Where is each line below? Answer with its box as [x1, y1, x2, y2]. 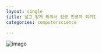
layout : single [6, 8, 43, 15]
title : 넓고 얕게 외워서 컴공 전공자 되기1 [6, 14, 96, 20]
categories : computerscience [6, 19, 77, 25]
